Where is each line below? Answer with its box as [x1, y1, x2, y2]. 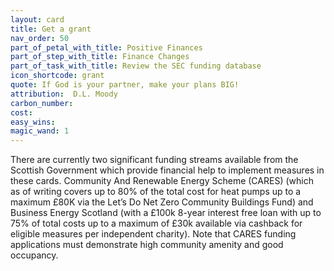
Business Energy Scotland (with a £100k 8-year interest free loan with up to [10, 207, 322, 219]
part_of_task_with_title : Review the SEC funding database [10, 61, 262, 71]
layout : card [10, 14, 65, 25]
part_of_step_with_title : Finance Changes [10, 52, 190, 62]
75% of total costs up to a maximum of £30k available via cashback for [10, 217, 303, 230]
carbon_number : [10, 98, 74, 108]
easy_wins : [10, 117, 56, 127]
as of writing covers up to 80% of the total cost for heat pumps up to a [10, 186, 302, 198]
